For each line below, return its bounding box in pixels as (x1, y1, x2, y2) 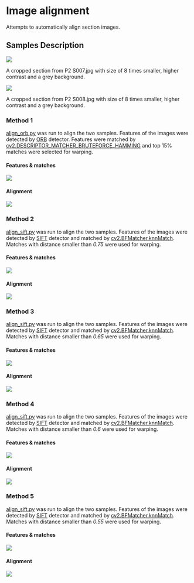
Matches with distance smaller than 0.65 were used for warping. (6, 333, 162, 340)
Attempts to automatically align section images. (6, 23, 120, 30)
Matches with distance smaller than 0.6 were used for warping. (6, 426, 158, 433)
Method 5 (6, 492, 34, 500)
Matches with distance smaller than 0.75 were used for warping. (6, 241, 161, 248)
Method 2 (6, 215, 34, 223)
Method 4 (6, 400, 35, 408)
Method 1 (6, 116, 33, 124)
